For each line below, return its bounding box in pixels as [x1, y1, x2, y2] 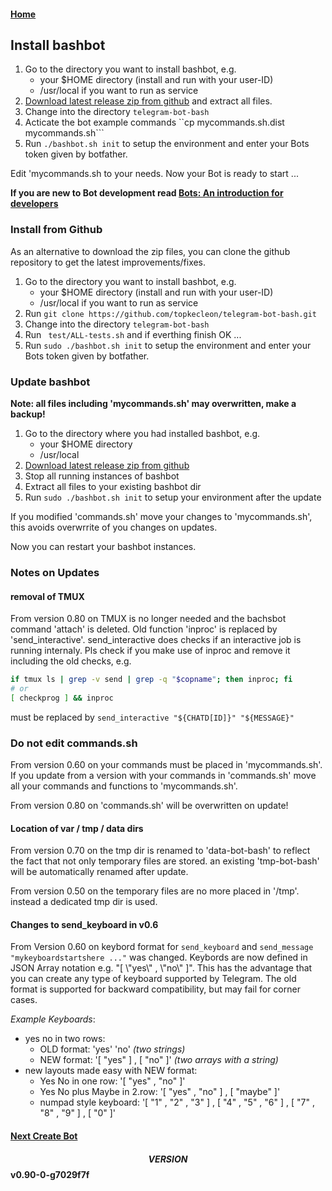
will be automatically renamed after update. [10, 866, 189, 878]
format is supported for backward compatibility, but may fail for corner [10, 983, 301, 995]
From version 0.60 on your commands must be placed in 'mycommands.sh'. [10, 759, 323, 771]
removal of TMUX [10, 590, 85, 602]
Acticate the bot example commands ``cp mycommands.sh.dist [24, 116, 285, 129]
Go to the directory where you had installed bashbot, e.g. [24, 428, 261, 439]
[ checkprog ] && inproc [10, 693, 114, 703]
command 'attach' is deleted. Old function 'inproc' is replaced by [10, 623, 278, 635]
